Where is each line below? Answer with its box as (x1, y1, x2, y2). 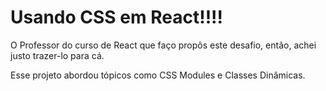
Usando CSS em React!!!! (10, 6, 224, 29)
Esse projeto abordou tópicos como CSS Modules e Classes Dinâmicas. (10, 69, 306, 81)
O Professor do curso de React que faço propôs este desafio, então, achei (10, 39, 317, 51)
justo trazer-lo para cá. (10, 49, 105, 61)
